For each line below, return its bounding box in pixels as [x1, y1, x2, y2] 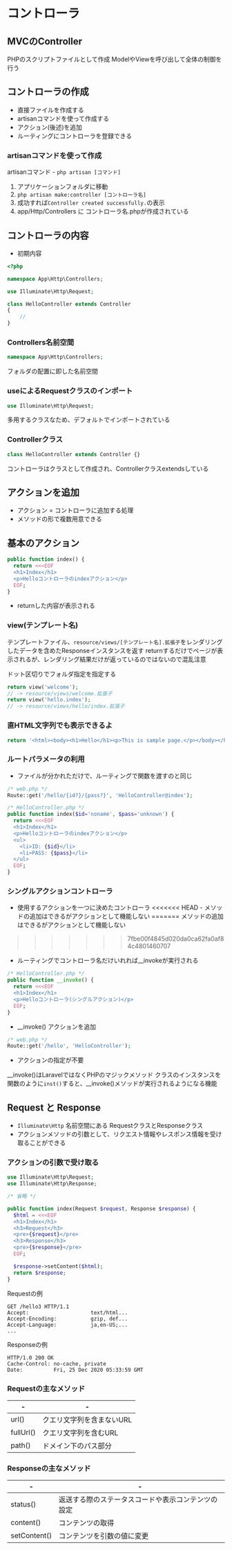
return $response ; [13, 1269, 67, 1276]
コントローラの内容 [7, 229, 89, 241]
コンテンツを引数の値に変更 [58, 1531, 149, 1541]
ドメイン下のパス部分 [42, 1440, 112, 1450]
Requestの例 [7, 1289, 43, 1298]
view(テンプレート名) [7, 620, 79, 630]
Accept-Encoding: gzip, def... [7, 1315, 128, 1322]
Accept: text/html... [7, 1309, 128, 1316]
